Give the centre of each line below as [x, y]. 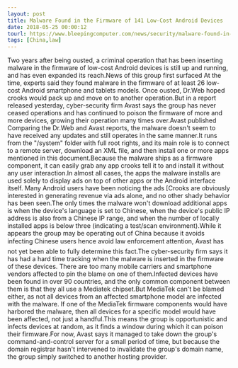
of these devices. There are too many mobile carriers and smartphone [110, 267]
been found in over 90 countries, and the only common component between [119, 282]
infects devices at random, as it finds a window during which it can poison [115, 327]
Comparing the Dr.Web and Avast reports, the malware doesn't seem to [112, 128]
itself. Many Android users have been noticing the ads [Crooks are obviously [119, 188]
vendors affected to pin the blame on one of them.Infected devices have [113, 274]
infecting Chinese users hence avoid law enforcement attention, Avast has [116, 241]
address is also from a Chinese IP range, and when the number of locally [113, 218]
